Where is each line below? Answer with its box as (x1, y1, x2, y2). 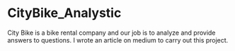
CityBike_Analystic (7, 5, 122, 21)
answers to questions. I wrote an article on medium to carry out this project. (7, 35, 229, 44)
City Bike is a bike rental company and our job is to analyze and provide (7, 28, 216, 37)
